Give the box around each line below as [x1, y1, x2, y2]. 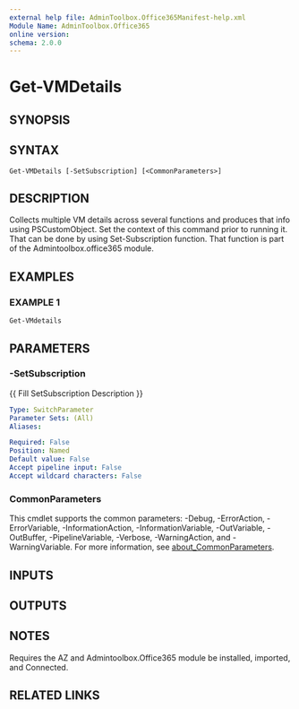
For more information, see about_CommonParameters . [74, 541, 275, 552]
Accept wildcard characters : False [9, 471, 142, 480]
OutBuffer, [9, 532, 47, 543]
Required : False [9, 438, 70, 447]
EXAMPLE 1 [9, 296, 61, 308]
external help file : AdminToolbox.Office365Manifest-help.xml [9, 13, 246, 22]
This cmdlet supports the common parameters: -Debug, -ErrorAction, [9, 513, 266, 524]
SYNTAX [9, 143, 60, 158]
